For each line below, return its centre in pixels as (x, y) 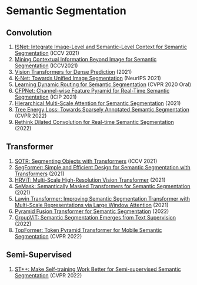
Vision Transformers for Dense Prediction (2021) (73, 72)
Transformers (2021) (39, 173)
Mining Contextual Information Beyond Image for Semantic (86, 59)
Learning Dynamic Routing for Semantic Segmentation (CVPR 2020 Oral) (103, 84)
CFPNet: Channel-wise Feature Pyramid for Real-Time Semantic (92, 91)
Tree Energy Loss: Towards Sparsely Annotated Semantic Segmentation (102, 109)
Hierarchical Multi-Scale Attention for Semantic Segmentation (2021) (98, 103)
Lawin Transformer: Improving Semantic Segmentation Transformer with (102, 198)
